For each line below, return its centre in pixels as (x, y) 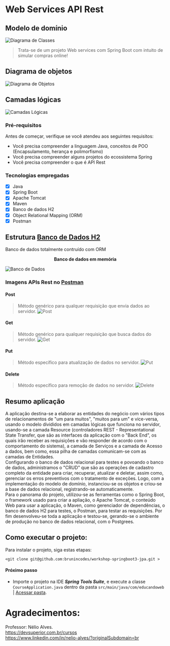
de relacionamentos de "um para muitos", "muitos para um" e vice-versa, (82, 419)
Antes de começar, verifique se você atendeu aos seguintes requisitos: (79, 136)
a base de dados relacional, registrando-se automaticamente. (70, 489)
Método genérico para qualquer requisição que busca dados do (84, 334)
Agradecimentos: (43, 613)
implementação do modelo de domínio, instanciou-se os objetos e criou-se (84, 484)
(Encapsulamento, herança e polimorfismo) (58, 151)
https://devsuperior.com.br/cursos (41, 632)
